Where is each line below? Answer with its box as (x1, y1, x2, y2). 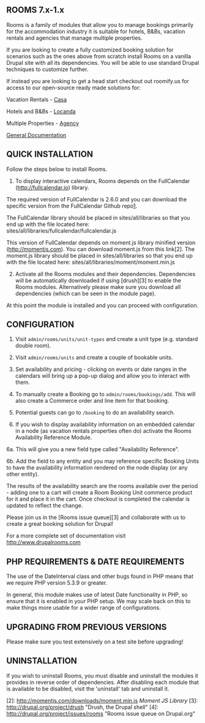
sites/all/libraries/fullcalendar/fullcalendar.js (6, 227, 117, 234)
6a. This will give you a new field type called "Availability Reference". (6, 446, 179, 453)
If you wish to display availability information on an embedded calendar (15, 421, 195, 428)
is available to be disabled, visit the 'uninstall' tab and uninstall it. (6, 685, 170, 692)
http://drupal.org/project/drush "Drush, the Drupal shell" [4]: (6, 703, 158, 711)
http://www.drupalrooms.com (6, 539, 81, 546)
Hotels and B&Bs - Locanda (6, 107, 76, 115)
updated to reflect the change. (6, 502, 83, 509)
